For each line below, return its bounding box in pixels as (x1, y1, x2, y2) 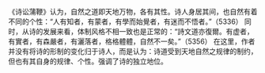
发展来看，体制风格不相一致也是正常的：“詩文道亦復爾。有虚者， (42, 27, 255, 36)
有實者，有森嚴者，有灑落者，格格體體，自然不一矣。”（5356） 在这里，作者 (8, 36, 256, 46)
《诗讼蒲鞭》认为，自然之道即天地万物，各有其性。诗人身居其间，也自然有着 (8, 7, 258, 16)
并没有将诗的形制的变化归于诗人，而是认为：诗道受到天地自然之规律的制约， (8, 47, 258, 56)
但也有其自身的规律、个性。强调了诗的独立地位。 (8, 56, 168, 66)
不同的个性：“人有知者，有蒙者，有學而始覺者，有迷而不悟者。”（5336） (8, 17, 243, 26)
